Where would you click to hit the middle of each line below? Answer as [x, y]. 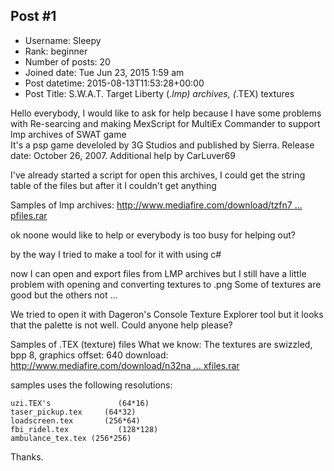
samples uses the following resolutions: [91, 385]
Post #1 [33, 16]
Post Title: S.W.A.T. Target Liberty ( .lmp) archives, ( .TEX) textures [159, 93]
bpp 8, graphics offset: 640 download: [89, 355]
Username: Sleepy [63, 40]
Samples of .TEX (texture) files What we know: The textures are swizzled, [161, 344]
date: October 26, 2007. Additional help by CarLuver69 [123, 155]
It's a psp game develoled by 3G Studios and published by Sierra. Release [162, 145]
